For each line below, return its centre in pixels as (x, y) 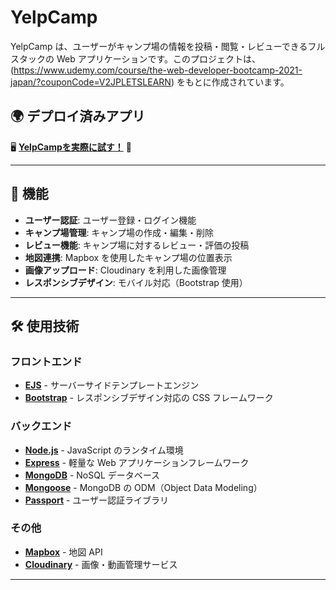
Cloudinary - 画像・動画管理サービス (101, 564)
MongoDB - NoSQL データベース (92, 475)
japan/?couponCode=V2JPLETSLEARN (91, 82)
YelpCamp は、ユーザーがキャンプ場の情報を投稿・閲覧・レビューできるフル (168, 46)
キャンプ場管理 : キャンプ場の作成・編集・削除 (119, 232)
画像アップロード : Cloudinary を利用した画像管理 (125, 270)
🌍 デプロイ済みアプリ (78, 116)
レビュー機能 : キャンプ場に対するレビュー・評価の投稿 (137, 245)
